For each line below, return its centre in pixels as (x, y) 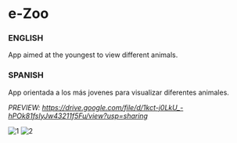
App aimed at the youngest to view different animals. (93, 55)
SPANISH (26, 75)
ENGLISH (26, 38)
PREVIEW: (24, 107)
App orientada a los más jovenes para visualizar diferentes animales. (118, 92)
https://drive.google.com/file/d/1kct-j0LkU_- (113, 107)
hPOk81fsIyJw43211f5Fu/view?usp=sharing (78, 116)
